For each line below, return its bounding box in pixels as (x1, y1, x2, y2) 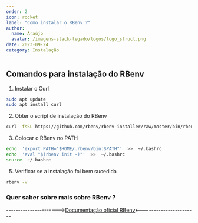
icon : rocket (6, 14, 38, 20)
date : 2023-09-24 (6, 42, 49, 48)
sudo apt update (6, 96, 46, 102)
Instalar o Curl (14, 85, 49, 92)
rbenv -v (6, 179, 28, 185)
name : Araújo (11, 31, 44, 37)
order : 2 (6, 8, 28, 15)
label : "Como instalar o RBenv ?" (6, 20, 91, 25)
